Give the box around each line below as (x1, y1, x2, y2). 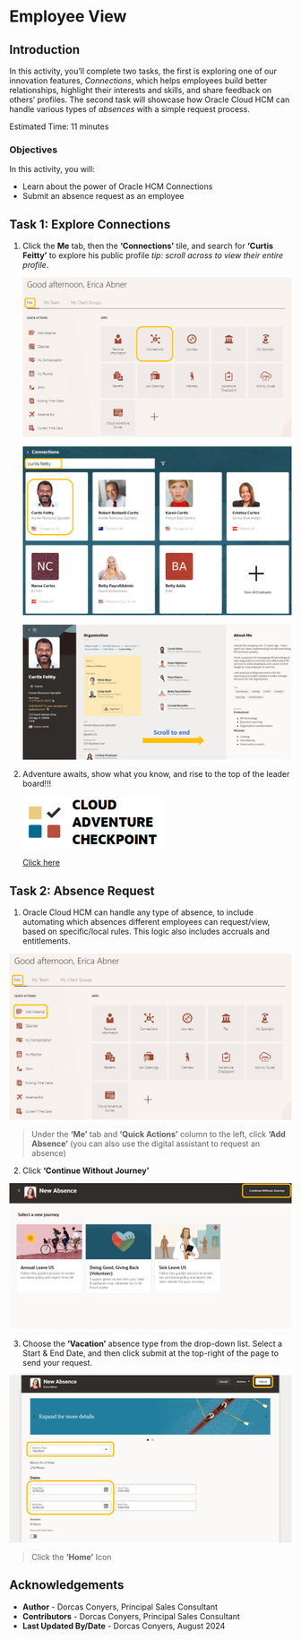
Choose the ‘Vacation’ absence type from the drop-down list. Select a (21, 1338, 283, 1350)
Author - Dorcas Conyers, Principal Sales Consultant (21, 1601, 218, 1612)
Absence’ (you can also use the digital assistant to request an (30, 1138, 261, 1149)
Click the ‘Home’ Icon (30, 1551, 112, 1562)
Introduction (9, 42, 81, 57)
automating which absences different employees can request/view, (21, 917, 271, 928)
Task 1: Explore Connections (9, 217, 171, 232)
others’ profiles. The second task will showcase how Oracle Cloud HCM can (9, 94, 290, 105)
